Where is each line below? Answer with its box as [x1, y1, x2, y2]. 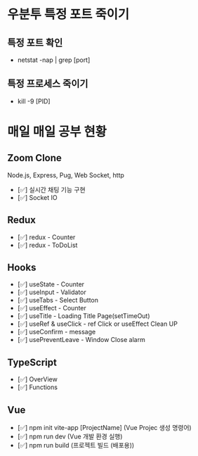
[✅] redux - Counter [17, 233, 76, 241]
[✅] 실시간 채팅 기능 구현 [17, 185, 86, 194]
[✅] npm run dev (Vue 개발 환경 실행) [17, 432, 123, 441]
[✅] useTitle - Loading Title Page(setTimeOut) [17, 312, 150, 320]
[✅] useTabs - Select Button [17, 296, 99, 305]
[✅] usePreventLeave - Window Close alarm [17, 336, 145, 344]
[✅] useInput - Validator [17, 288, 86, 296]
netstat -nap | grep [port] [17, 56, 91, 64]
